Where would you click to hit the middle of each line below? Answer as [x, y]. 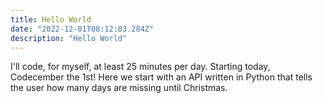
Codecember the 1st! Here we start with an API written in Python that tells [161, 77]
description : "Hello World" [69, 38]
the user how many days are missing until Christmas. [119, 88]
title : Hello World [51, 19]
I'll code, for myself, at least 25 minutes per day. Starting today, [140, 67]
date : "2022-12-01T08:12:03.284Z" [82, 29]
